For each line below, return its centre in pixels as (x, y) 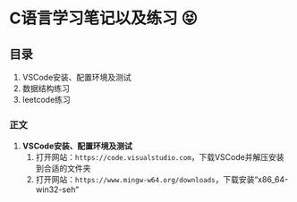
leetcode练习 (47, 100)
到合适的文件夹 (63, 168)
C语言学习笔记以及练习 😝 (104, 18)
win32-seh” (57, 189)
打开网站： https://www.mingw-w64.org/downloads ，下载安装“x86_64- (162, 180)
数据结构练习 (46, 88)
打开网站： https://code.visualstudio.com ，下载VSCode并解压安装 (160, 157)
